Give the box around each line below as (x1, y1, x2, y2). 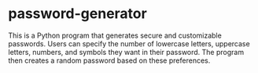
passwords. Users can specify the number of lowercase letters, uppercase (8, 38, 250, 48)
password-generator (8, 5, 147, 23)
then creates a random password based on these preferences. (8, 56, 211, 65)
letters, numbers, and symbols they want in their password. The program (8, 47, 245, 57)
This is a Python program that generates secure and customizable (8, 31, 222, 40)
